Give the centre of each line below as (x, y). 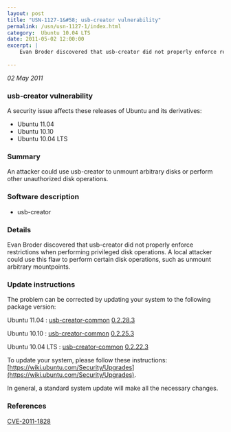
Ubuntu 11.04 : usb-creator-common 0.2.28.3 (71, 320)
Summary (24, 156)
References (27, 406)
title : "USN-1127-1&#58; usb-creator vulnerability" (84, 20)
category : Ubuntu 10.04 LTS (49, 33)
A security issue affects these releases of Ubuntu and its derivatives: (104, 111)
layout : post (26, 13)
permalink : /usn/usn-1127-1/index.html (64, 26)
